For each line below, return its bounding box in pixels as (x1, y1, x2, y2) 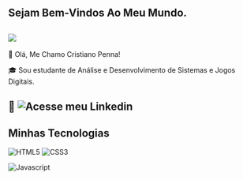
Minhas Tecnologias (8, 126, 110, 140)
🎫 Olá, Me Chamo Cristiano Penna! (8, 50, 121, 59)
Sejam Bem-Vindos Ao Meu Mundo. (8, 6, 188, 20)
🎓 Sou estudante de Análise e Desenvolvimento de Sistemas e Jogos (8, 66, 236, 75)
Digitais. (8, 77, 35, 86)
